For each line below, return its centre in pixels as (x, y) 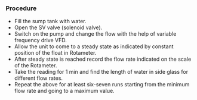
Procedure (21, 8)
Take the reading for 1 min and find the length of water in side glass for (101, 72)
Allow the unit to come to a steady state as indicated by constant (94, 46)
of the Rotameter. (36, 65)
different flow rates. (39, 78)
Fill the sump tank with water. (50, 21)
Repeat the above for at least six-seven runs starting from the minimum (102, 85)
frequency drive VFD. (40, 40)
